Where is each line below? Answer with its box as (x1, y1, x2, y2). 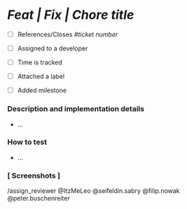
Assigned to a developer (17, 44, 88, 52)
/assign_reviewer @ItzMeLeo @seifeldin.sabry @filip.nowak (7, 187, 180, 195)
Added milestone (17, 86, 67, 94)
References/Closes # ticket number (17, 30, 118, 38)
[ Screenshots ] (7, 171, 61, 180)
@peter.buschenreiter (7, 194, 70, 203)
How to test (7, 137, 48, 147)
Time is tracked (17, 58, 63, 66)
